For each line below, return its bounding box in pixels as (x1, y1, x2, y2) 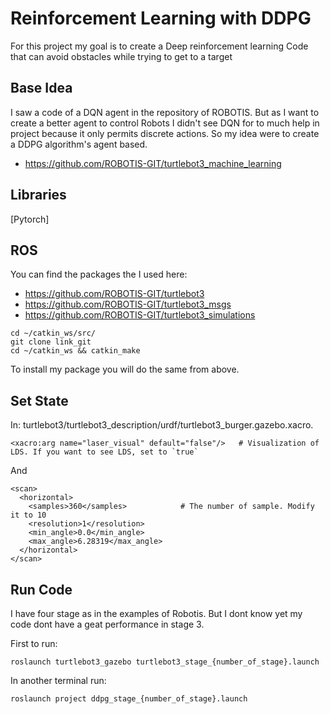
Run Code (10, 581, 73, 598)
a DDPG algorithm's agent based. (10, 138, 148, 150)
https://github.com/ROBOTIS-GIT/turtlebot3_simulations (24, 309, 256, 321)
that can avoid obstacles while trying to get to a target (10, 50, 233, 62)
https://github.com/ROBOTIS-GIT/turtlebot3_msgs (24, 298, 232, 311)
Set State (10, 392, 69, 409)
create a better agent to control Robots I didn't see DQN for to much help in (10, 117, 320, 129)
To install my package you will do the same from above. (10, 363, 240, 376)
